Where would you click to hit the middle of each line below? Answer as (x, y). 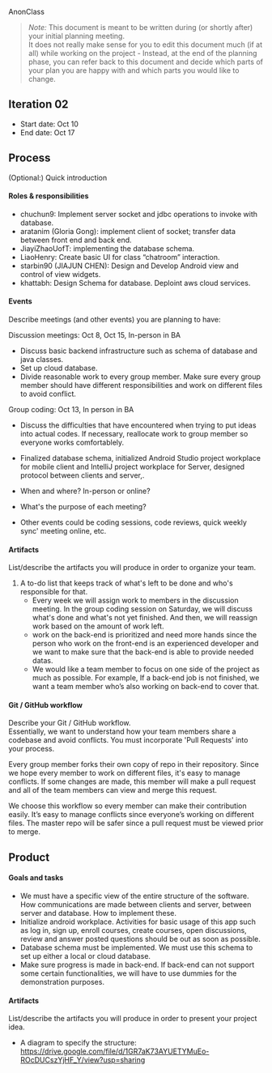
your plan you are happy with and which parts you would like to (134, 70)
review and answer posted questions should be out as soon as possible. (140, 939)
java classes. (42, 360)
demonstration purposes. (62, 982)
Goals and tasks (36, 878)
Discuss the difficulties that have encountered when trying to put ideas (138, 425)
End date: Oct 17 (47, 132)
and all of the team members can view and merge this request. (113, 790)
